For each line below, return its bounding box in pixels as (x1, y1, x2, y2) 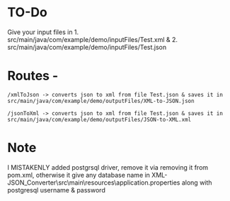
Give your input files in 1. (7, 28, 79, 36)
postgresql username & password (7, 185, 106, 194)
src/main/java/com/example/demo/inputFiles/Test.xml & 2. (7, 35, 178, 43)
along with (181, 178, 212, 187)
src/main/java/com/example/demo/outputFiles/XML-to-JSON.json (7, 97, 195, 104)
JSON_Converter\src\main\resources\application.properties (7, 178, 180, 187)
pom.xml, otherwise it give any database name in (7, 170, 151, 179)
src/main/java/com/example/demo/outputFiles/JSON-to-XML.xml (7, 116, 192, 123)
